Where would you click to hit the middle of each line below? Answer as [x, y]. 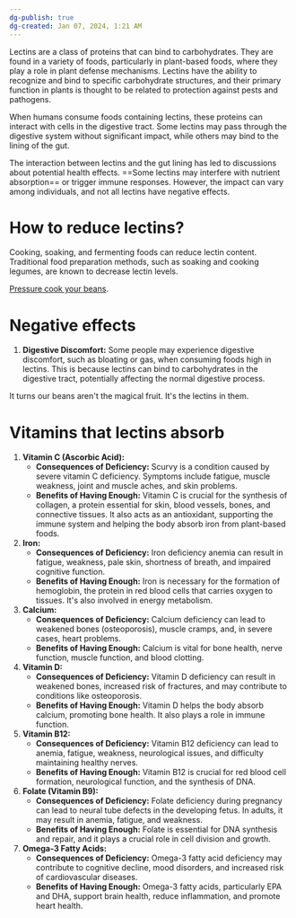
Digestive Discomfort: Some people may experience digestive [138, 350]
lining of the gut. [39, 146]
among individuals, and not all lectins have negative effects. [120, 191]
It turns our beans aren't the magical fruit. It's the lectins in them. [129, 396]
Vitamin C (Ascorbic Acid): [74, 457]
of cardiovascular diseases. [87, 878]
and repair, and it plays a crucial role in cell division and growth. [153, 839]
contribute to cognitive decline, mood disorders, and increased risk [160, 868]
